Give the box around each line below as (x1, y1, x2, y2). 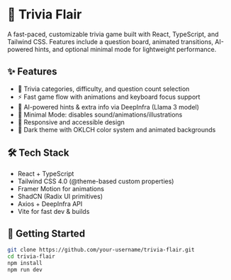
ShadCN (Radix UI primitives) (17, 192, 103, 200)
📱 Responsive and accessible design (17, 117, 125, 126)
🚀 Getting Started (7, 227, 86, 239)
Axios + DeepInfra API (17, 199, 83, 208)
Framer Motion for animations (17, 184, 105, 193)
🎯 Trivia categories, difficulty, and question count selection (17, 85, 190, 93)
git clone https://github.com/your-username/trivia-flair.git (7, 247, 195, 254)
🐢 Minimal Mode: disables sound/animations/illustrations (17, 110, 183, 119)
